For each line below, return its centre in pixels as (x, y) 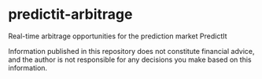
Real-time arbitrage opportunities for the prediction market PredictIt (118, 36)
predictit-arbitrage (70, 14)
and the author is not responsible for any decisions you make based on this (130, 59)
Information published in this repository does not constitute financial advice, (131, 51)
